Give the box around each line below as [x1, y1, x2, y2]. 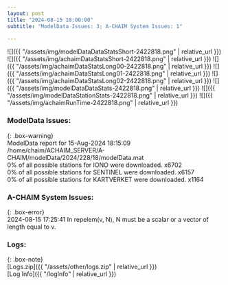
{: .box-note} [7, 255, 43, 264]
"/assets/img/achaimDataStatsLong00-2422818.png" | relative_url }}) [16, 62, 212, 71]
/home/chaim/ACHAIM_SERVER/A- [7, 146, 105, 155]
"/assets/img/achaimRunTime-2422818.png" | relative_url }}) [7, 99, 179, 107]
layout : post [7, 10, 45, 17]
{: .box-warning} [7, 131, 54, 139]
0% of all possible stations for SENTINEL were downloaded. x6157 [7, 168, 194, 176]
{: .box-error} [7, 207, 45, 216]
